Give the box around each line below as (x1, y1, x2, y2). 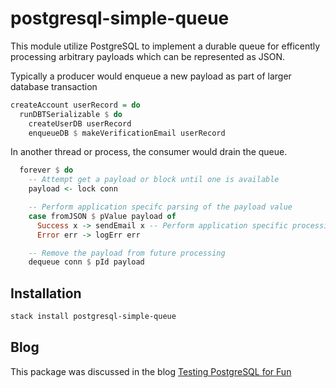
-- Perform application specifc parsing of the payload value (28, 202, 293, 212)
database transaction (10, 80, 98, 92)
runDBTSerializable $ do (19, 109, 123, 119)
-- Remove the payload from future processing (28, 248, 226, 258)
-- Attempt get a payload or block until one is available (28, 175, 280, 185)
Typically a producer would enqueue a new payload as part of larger (10, 70, 292, 82)
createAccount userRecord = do (10, 100, 141, 110)
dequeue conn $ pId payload (28, 257, 145, 267)
